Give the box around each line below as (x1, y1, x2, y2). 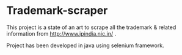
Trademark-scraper (6, 4, 108, 18)
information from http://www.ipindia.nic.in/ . (6, 30, 117, 37)
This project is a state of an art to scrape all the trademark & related (6, 24, 177, 31)
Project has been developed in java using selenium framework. (6, 42, 164, 49)
